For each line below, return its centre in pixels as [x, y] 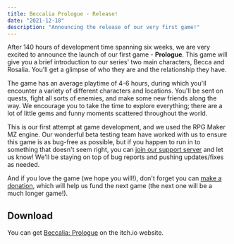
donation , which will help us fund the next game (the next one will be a [110, 186]
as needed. [24, 165]
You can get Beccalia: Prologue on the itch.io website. [86, 233]
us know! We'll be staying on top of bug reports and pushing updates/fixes [116, 157]
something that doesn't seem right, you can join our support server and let [115, 150]
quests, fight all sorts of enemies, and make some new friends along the [112, 98]
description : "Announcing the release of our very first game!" [104, 27]
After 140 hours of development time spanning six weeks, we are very [109, 47]
